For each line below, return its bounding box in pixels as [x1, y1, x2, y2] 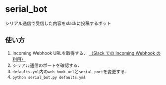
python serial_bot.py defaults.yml [12, 75, 86, 80]
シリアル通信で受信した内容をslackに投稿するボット [5, 20, 111, 26]
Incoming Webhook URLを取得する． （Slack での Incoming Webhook [12, 50, 155, 56]
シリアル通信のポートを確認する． [12, 62, 82, 68]
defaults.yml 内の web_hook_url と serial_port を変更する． [12, 68, 130, 74]
